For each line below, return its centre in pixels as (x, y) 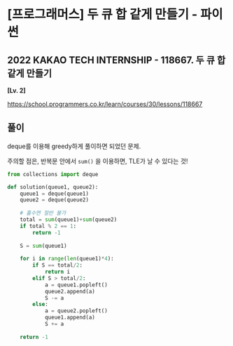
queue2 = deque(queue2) (55, 200)
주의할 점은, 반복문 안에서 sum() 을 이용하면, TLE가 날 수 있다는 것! (98, 161)
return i (57, 272)
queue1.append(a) (70, 318)
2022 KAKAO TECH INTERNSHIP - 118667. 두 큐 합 (116, 60)
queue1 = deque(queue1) (55, 194)
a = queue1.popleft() (76, 285)
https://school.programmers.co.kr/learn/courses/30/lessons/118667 (105, 104)
